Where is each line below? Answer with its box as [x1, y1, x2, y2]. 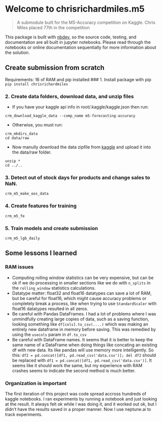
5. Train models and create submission [5, 225, 98, 231]
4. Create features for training [5, 203, 77, 210]
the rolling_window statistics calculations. [12, 285, 96, 291]
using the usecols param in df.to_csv [12, 332, 87, 337]
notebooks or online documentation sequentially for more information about [5, 44, 157, 50]
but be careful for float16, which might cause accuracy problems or [12, 295, 146, 301]
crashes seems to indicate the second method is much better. [12, 368, 136, 373]
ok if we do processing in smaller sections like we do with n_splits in [12, 280, 151, 285]
